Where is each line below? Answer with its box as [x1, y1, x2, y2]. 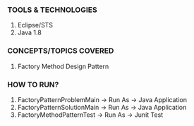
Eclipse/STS [17, 21, 54, 30]
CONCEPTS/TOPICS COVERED [7, 46, 114, 56]
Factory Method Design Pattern [17, 62, 109, 70]
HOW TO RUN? [7, 80, 59, 89]
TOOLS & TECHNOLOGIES [7, 5, 97, 15]
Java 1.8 [17, 28, 42, 37]
